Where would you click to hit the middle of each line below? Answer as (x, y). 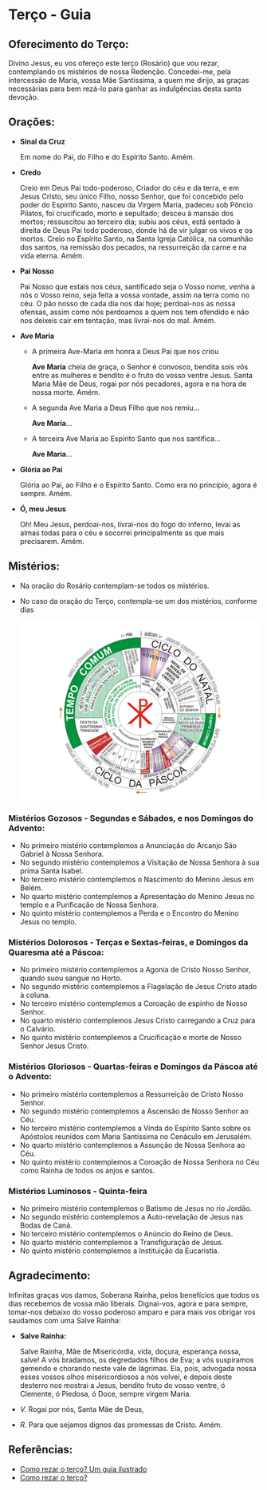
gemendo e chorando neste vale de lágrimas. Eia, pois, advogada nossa (138, 1368)
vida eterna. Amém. (52, 255)
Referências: (41, 1450)
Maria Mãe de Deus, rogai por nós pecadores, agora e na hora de (139, 384)
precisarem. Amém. (52, 541)
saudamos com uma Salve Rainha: (65, 1320)
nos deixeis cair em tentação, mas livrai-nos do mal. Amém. (118, 320)
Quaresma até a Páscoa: (57, 952)
